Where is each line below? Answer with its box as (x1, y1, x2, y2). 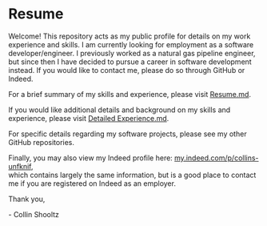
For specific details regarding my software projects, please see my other (8, 129, 247, 139)
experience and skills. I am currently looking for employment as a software (8, 39, 254, 49)
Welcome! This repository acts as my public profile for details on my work (8, 31, 251, 41)
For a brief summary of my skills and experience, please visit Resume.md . (8, 89, 252, 99)
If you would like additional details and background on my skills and (8, 105, 231, 115)
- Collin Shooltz (8, 209, 60, 219)
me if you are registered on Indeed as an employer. (8, 178, 176, 188)
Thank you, (8, 194, 46, 204)
